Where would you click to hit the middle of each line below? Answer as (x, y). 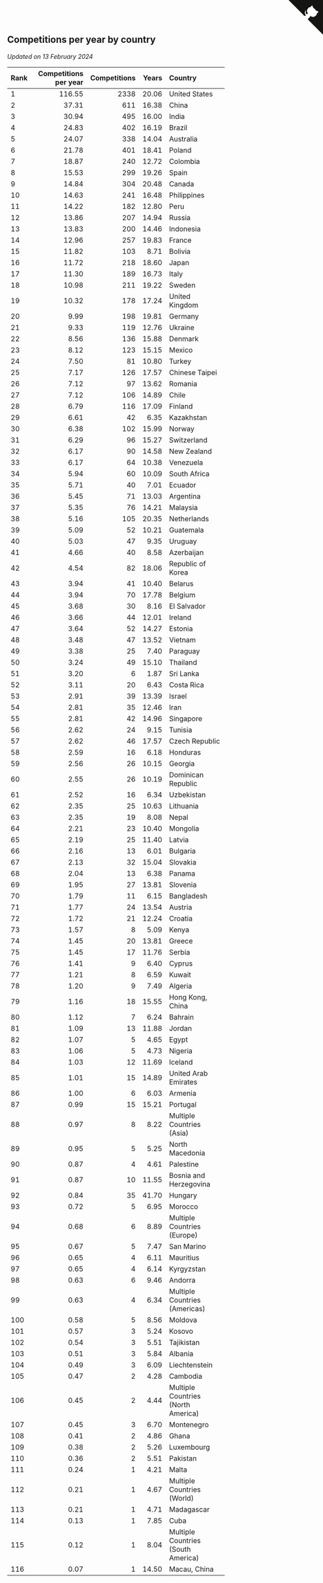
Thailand (183, 662)
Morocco (184, 1206)
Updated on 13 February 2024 (50, 56)
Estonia (181, 628)
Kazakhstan (188, 417)
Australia (183, 138)
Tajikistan (184, 1342)
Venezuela (186, 462)
